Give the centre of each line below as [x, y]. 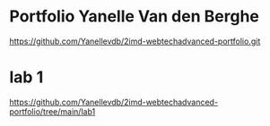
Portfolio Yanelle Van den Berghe [135, 17]
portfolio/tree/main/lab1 [52, 111]
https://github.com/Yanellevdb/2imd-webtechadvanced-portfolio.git [135, 41]
